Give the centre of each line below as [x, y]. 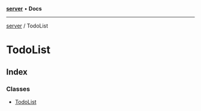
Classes [18, 89]
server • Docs [24, 9]
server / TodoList [27, 26]
